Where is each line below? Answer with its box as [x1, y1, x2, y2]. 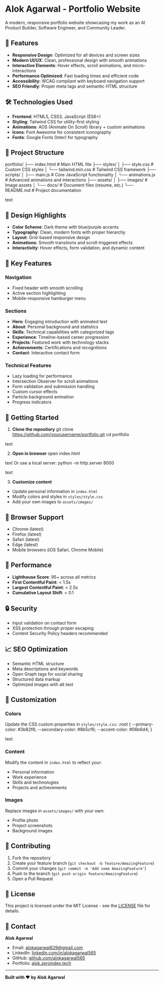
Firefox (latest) [12, 531, 42, 537]
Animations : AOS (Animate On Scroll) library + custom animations [12, 124, 145, 130]
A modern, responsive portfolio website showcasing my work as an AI [5, 20, 145, 25]
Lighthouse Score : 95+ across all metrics [12, 574, 96, 580]
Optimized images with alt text [12, 681, 73, 687]
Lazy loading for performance [12, 373, 72, 379]
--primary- [131, 721, 154, 727]
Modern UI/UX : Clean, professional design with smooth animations [12, 57, 147, 63]
